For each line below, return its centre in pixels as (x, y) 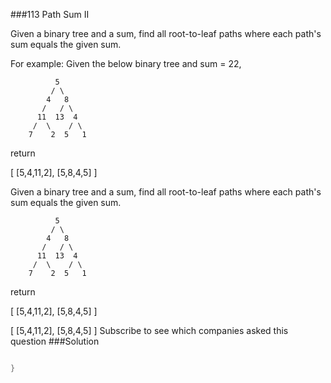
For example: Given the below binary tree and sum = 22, (126, 63)
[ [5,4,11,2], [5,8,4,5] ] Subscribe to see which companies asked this (149, 330)
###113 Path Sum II (50, 14)
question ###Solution (55, 341)
